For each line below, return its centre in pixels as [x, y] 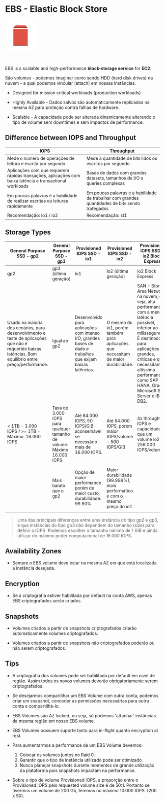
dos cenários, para [26, 328]
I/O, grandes [87, 338]
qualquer [61, 429]
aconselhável [88, 431]
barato [59, 485]
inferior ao [148, 328]
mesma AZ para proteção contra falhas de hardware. [66, 107]
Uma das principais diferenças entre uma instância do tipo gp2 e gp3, [88, 520]
